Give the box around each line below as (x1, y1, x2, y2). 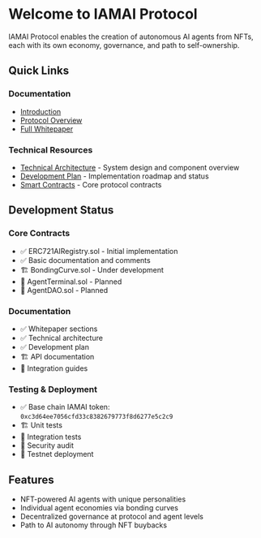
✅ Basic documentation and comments (19, 255, 152, 265)
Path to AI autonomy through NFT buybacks (19, 520, 168, 530)
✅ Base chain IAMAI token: (19, 402, 110, 412)
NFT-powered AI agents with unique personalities (19, 494, 186, 504)
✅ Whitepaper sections (19, 324, 98, 334)
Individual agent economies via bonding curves (19, 503, 178, 513)
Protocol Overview (19, 115, 83, 125)
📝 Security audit (19, 441, 75, 450)
